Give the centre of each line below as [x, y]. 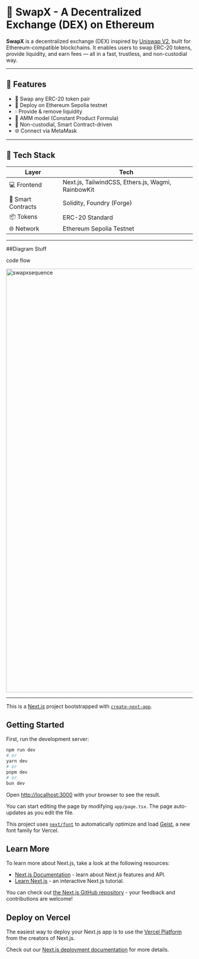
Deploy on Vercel [38, 917]
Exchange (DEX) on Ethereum [80, 25]
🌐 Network [24, 228]
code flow [18, 260]
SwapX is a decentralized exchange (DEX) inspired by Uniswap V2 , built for [98, 41]
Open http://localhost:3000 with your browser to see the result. [84, 794]
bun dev [16, 783]
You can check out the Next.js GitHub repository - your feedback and [91, 892]
